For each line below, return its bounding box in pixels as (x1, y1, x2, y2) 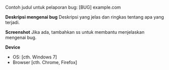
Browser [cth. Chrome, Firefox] (12, 59, 77, 65)
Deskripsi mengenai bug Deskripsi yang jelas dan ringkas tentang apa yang (5, 14, 164, 20)
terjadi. (5, 20, 20, 25)
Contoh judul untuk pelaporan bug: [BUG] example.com (5, 5, 121, 10)
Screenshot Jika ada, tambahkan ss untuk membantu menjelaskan (5, 29, 145, 35)
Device (5, 44, 20, 50)
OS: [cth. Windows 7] (12, 54, 57, 60)
